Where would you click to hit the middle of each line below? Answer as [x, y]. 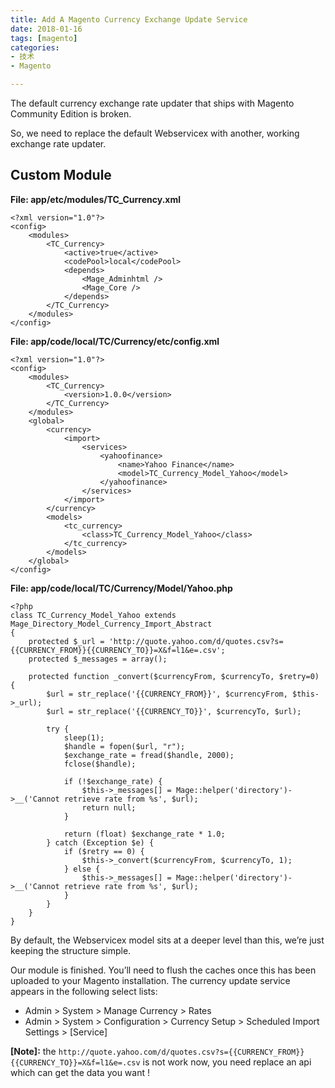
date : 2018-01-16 [46, 29]
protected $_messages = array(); [98, 659]
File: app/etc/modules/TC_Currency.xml [96, 199]
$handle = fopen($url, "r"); [124, 746]
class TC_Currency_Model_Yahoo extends [93, 615]
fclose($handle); [100, 764]
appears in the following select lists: [84, 991]
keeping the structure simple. [71, 950]
